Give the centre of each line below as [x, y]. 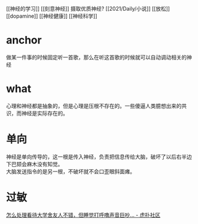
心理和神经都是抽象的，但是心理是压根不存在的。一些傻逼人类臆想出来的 [94, 106]
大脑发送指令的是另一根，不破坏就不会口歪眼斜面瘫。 [71, 171]
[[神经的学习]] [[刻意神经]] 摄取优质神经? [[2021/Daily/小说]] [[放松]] [88, 9]
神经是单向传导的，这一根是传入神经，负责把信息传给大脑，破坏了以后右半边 [99, 157]
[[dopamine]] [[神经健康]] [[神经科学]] [52, 16]
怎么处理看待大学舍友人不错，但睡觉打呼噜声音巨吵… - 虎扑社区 [83, 215]
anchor [24, 40]
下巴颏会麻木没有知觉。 [34, 164]
